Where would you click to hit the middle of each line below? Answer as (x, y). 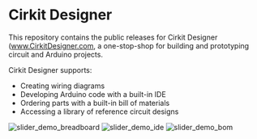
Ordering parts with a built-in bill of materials (95, 103)
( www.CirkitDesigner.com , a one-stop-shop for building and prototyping (129, 45)
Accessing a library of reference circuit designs (99, 112)
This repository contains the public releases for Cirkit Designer (113, 37)
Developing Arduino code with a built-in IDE (93, 94)
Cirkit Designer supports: (50, 69)
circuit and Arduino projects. (56, 54)
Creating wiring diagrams (62, 86)
